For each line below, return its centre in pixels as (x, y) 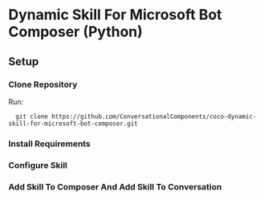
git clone (32, 116)
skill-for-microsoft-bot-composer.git (73, 123)
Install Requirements (49, 144)
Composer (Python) (75, 32)
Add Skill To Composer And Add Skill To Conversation (115, 186)
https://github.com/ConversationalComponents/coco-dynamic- (154, 116)
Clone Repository (43, 84)
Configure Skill (38, 165)
